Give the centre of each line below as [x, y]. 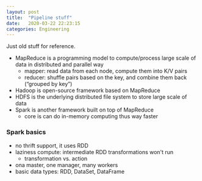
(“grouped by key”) [48, 84]
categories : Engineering [38, 29]
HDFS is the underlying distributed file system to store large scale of [101, 97]
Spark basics [26, 132]
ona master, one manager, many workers [67, 165]
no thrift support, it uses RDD [52, 145]
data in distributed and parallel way [59, 65]
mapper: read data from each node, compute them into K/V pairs [106, 71]
